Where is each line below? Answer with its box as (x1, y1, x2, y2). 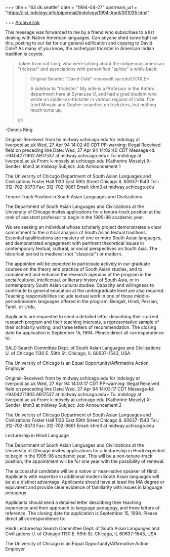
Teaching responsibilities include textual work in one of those (5, 293, 133, 299)
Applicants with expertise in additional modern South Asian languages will (5, 474, 159, 480)
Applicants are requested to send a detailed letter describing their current (5, 314, 159, 319)
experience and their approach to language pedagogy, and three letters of (5, 505, 160, 510)
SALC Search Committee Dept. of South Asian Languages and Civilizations (5, 345, 161, 351)
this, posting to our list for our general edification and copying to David (5, 40, 153, 46)
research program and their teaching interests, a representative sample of (5, 319, 159, 325)
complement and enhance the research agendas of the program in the (5, 272, 152, 277)
